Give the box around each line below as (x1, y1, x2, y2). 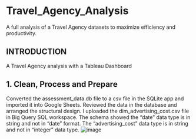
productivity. (6, 29, 37, 36)
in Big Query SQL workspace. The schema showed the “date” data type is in (6, 113, 191, 121)
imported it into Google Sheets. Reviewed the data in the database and (6, 101, 178, 108)
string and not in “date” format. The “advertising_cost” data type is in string (6, 120, 188, 127)
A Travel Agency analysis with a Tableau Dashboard (6, 62, 132, 69)
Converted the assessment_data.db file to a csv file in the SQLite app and (6, 95, 184, 102)
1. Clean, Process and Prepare (6, 79, 118, 89)
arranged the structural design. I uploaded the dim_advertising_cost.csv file (6, 107, 190, 114)
